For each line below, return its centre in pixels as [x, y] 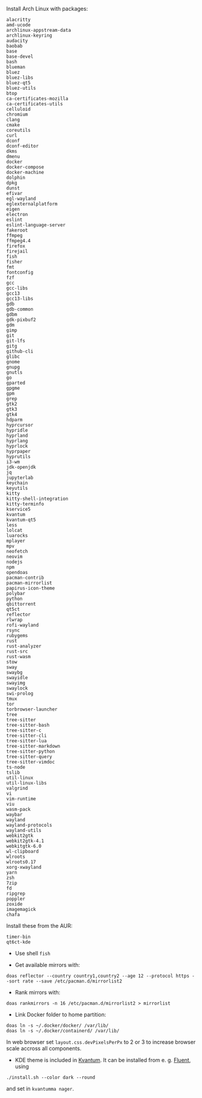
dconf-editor [23, 146]
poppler [16, 899]
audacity [17, 41]
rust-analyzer [24, 646]
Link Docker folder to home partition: [60, 1014]
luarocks [17, 535]
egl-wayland [21, 199]
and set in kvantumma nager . [40, 1089]
